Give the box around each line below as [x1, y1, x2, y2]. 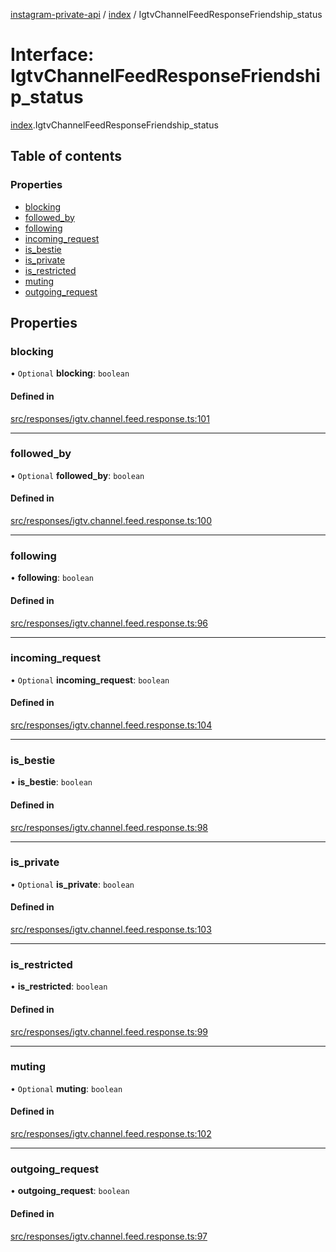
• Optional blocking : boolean [10, 367, 130, 379]
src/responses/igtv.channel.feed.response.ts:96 [10, 617, 209, 629]
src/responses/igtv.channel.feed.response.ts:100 [10, 515, 213, 527]
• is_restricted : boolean [10, 980, 108, 993]
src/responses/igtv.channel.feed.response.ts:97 [10, 1230, 208, 1242]
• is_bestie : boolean [10, 776, 93, 788]
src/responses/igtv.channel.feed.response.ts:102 [10, 1128, 212, 1140]
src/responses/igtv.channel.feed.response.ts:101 [10, 412, 210, 424]
